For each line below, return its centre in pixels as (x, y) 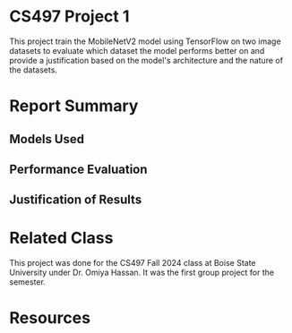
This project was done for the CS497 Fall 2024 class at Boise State (133, 263)
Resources (50, 318)
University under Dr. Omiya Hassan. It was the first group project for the (142, 273)
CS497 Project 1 (69, 17)
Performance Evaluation (78, 169)
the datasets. (34, 70)
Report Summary (74, 106)
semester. (28, 282)
